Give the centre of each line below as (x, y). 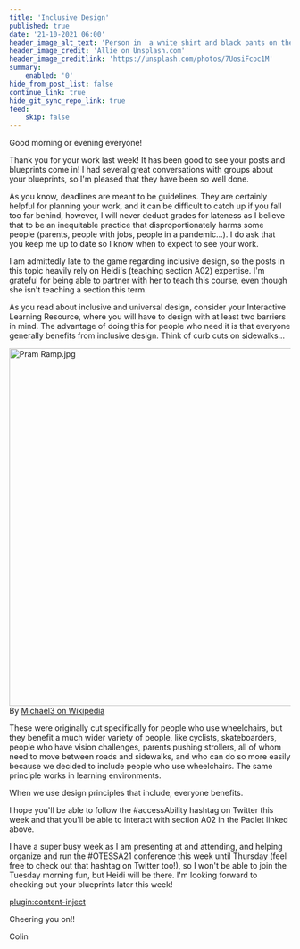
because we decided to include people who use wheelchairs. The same (141, 767)
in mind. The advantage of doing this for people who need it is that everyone (150, 326)
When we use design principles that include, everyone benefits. (126, 793)
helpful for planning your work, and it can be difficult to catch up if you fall (146, 206)
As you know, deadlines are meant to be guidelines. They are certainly (138, 197)
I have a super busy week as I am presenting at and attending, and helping (146, 847)
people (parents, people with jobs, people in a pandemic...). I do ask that (142, 234)
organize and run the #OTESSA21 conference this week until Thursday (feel (148, 856)
